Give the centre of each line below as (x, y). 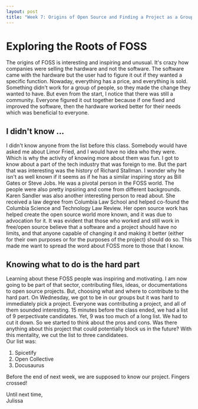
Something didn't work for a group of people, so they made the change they (98, 88)
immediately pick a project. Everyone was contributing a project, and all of (96, 304)
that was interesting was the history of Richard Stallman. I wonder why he (95, 171)
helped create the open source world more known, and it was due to (89, 215)
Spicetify (25, 353)
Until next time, (24, 395)
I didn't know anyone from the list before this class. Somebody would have (97, 146)
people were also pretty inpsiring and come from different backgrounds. (94, 189)
